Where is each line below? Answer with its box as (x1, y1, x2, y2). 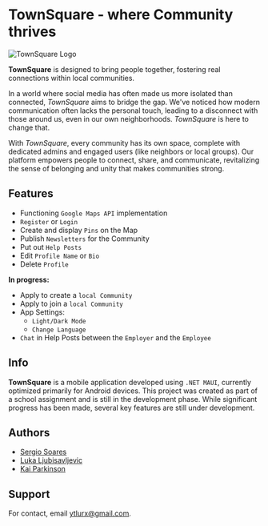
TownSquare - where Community (8, 6, 234, 24)
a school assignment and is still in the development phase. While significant (8, 394, 258, 404)
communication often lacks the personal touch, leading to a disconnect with (8, 106, 258, 115)
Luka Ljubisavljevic (19, 456, 82, 465)
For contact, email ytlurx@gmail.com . (8, 508, 132, 518)
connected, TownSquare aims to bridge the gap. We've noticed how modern (8, 97, 260, 106)
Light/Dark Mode (31, 317, 86, 325)
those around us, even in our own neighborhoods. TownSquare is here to (8, 114, 250, 123)
